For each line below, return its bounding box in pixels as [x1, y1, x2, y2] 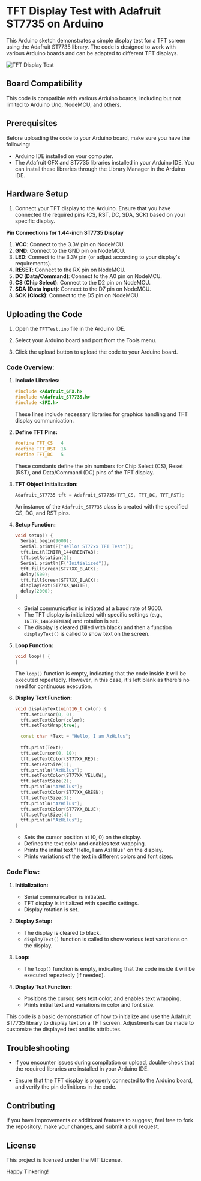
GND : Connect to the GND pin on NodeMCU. [14, 247, 125, 255]
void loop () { [14, 653, 50, 660]
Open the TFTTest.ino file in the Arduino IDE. [14, 325, 126, 333]
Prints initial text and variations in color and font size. [23, 1001, 155, 1008]
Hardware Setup [6, 189, 68, 199]
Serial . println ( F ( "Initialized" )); [20, 560, 110, 566]
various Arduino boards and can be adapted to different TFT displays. [6, 49, 179, 56]
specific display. [14, 217, 56, 225]
